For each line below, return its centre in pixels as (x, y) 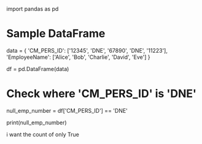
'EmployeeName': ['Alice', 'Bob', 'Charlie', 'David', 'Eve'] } (78, 57)
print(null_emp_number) (37, 123)
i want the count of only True (43, 134)
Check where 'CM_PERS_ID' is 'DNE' (101, 94)
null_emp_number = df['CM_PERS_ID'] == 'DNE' (67, 110)
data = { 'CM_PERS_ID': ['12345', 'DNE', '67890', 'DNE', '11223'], (87, 50)
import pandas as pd (33, 9)
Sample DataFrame (56, 34)
